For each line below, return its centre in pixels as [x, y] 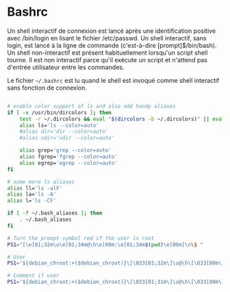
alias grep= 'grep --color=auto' [65, 150]
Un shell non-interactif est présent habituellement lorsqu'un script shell [107, 53]
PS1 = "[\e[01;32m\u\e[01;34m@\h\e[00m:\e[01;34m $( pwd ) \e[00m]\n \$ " [105, 244]
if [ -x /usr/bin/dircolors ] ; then [59, 112]
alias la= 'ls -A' [32, 195]
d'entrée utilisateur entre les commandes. [66, 67]
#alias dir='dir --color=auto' [64, 132]
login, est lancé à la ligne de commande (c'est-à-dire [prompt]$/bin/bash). [112, 45]
